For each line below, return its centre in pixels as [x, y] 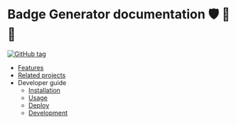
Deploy [39, 105]
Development [48, 113]
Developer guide [42, 82]
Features [31, 67]
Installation [44, 90]
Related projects [42, 75]
